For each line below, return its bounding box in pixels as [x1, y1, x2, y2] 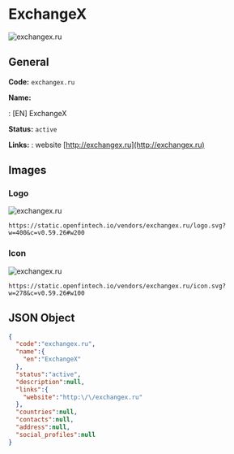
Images [8, 163, 47, 177]
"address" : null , [15, 423, 70, 431]
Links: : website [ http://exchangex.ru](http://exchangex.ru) [8, 140, 205, 149]
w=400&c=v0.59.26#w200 [8, 229, 85, 237]
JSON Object [8, 311, 75, 325]
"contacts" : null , [15, 416, 74, 424]
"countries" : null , [15, 408, 79, 417]
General [8, 55, 50, 69]
